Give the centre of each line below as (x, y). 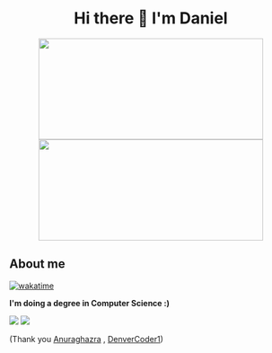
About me (37, 264)
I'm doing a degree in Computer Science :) (90, 303)
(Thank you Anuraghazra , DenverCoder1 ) (87, 339)
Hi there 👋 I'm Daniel (151, 18)
